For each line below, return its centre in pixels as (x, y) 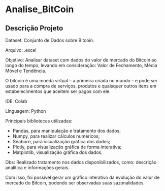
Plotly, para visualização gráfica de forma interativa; (67, 147)
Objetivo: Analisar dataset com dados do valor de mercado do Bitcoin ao (81, 60)
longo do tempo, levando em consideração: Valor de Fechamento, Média (81, 65)
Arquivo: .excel (21, 50)
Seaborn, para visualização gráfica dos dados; (61, 141)
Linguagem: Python (26, 111)
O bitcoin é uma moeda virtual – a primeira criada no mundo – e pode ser (81, 81)
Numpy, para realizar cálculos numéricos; (56, 136)
